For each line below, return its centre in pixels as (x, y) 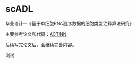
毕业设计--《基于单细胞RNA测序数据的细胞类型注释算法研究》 (70, 23)
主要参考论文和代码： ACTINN (36, 34)
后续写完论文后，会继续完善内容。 (41, 45)
